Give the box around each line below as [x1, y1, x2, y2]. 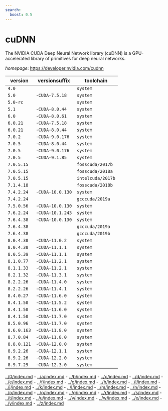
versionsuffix [37, 77, 70, 84]
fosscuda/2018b [77, 182, 113, 188]
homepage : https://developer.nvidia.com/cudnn [5, 65, 104, 71]
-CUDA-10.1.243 [36, 210, 72, 216]
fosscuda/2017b [77, 162, 113, 167]
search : [5, 7, 22, 13]
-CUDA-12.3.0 [36, 362, 67, 368]
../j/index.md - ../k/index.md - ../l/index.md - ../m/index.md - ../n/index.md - [5, 384, 161, 390]
